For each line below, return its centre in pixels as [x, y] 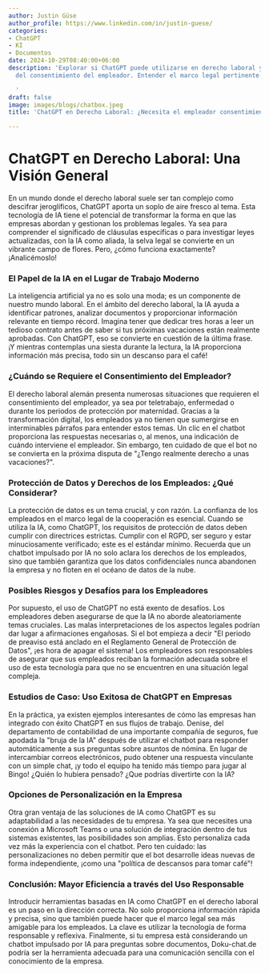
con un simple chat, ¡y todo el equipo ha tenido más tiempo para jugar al [127, 766]
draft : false [30, 97]
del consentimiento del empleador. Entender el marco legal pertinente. [139, 75]
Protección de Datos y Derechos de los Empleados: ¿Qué [121, 483]
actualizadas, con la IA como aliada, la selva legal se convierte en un [121, 240]
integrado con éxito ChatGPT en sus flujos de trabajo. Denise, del [116, 723]
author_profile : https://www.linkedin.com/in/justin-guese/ [111, 23]
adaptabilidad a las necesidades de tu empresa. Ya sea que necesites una [130, 820]
